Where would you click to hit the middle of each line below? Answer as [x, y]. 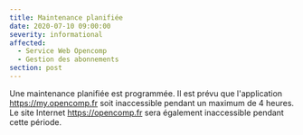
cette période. [35, 121]
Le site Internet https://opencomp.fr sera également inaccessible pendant [147, 112]
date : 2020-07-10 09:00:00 [60, 26]
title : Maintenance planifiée [66, 18]
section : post [36, 68]
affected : [28, 43]
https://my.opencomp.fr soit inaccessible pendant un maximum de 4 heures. [152, 103]
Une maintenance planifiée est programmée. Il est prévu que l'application [146, 93]
